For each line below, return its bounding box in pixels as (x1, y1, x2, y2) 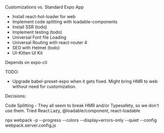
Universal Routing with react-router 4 (12, 40, 87, 45)
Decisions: (5, 93, 26, 99)
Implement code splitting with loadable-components (12, 19, 117, 24)
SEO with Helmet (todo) (12, 45, 60, 50)
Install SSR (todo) (12, 24, 47, 30)
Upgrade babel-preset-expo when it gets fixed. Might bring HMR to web (12, 78, 158, 84)
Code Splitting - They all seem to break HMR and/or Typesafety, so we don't (5, 103, 159, 108)
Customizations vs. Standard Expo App (5, 4, 84, 10)
